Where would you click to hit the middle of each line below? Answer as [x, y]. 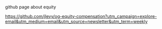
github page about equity [31, 7]
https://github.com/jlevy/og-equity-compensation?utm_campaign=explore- [81, 16]
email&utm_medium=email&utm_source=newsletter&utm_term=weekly [77, 22]
